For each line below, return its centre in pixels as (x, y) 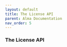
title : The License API (29, 14)
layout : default (22, 9)
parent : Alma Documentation (34, 18)
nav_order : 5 (18, 23)
